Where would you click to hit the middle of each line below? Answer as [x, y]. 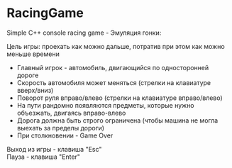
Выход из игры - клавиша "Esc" [54, 149]
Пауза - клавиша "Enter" [44, 157]
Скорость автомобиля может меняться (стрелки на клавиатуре [114, 82]
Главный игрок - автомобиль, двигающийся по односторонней [113, 67]
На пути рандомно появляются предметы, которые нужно [105, 105]
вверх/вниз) [35, 90]
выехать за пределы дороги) [60, 128]
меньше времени [33, 54]
